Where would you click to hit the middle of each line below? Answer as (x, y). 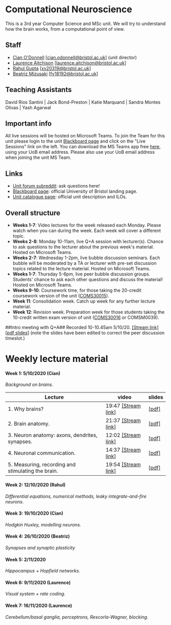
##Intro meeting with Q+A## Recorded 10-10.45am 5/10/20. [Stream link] (82, 327)
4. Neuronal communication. (42, 453)
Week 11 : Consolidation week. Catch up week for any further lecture (84, 301)
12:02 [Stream (123, 435)
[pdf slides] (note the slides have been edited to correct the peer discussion (85, 333)
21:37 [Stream (123, 421)
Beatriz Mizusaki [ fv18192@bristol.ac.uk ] (55, 74)
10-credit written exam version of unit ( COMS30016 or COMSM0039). (86, 317)
